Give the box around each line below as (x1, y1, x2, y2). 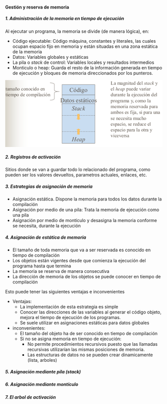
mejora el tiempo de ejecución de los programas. (19, 315, 121, 321)
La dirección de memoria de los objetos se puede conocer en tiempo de (12, 274, 161, 280)
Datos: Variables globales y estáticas (12, 54, 88, 60)
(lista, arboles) (27, 357, 57, 363)
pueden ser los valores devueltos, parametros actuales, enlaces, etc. (5, 172, 147, 178)
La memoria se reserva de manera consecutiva (12, 268, 109, 274)
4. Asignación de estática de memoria (5, 234, 86, 240)
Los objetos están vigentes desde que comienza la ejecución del (12, 258, 146, 264)
